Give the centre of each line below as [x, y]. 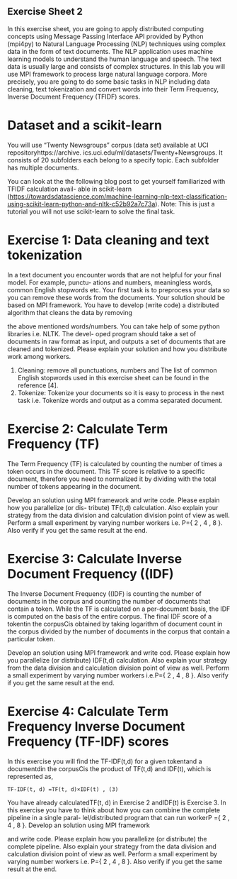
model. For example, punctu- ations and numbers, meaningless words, [110, 282]
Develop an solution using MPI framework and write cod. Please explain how [119, 653]
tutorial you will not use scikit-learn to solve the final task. [91, 211]
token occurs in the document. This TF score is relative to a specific [106, 471]
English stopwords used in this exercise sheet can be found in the [113, 377]
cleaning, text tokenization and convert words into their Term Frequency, [113, 89]
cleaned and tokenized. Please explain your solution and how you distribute [117, 349]
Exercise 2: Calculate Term [88, 429]
